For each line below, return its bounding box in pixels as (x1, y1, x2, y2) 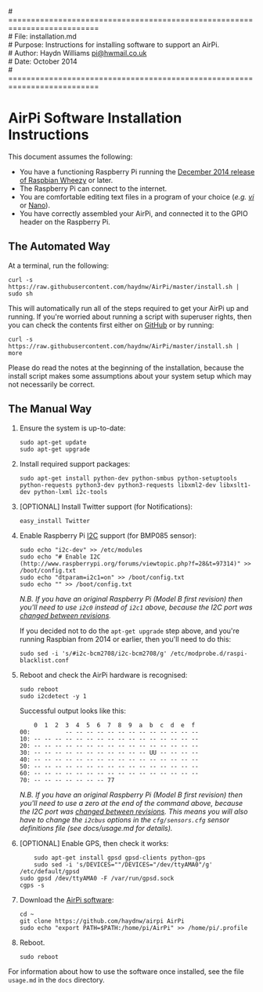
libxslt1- (218, 481, 252, 489)
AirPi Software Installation (8, 109, 182, 127)
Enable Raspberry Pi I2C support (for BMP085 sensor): (19, 530, 197, 540)
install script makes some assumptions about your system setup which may (8, 371, 252, 380)
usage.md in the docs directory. (8, 975, 106, 984)
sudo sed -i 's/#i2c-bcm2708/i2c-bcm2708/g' (19, 650, 168, 657)
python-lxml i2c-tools (34, 488, 108, 496)
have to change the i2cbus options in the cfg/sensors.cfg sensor (19, 814, 229, 824)
